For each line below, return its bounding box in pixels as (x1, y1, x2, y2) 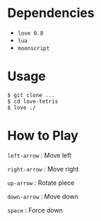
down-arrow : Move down (7, 192, 79, 200)
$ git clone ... (7, 91, 55, 98)
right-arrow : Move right (7, 164, 79, 173)
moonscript (17, 45, 50, 52)
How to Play (7, 127, 79, 144)
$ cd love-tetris (7, 98, 59, 105)
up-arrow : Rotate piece (7, 178, 75, 187)
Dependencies (7, 5, 95, 21)
